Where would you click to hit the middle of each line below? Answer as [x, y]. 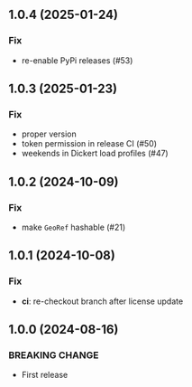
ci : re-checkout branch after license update [102, 301]
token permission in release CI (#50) [89, 144]
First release [45, 375]
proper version [49, 134]
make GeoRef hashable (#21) [73, 227]
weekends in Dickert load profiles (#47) [95, 154]
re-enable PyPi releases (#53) [77, 60]
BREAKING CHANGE [54, 355]
